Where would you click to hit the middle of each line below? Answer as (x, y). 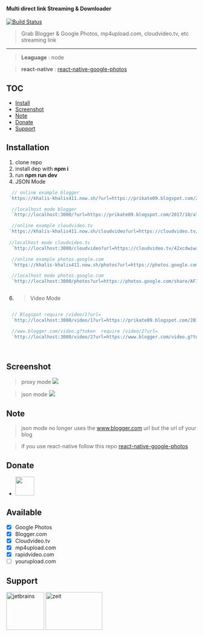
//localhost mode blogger (44, 209)
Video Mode (45, 298)
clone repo (28, 162)
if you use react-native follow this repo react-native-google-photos (105, 446)
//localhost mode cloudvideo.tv (50, 242)
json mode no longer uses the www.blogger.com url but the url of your (108, 428)
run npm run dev (36, 175)
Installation (28, 147)
